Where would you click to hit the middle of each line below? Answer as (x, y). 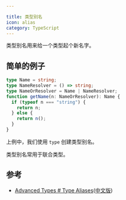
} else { (22, 113)
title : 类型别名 (24, 17)
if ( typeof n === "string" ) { (49, 102)
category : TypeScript (33, 28)
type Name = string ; (32, 80)
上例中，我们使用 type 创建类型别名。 (52, 142)
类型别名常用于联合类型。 (37, 154)
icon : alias (21, 22)
